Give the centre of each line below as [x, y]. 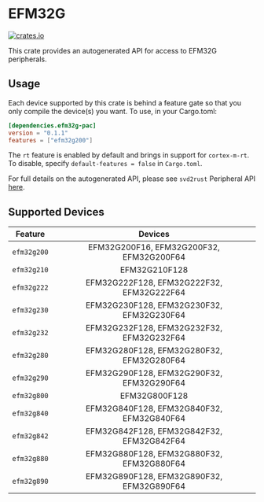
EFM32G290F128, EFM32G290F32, [154, 373]
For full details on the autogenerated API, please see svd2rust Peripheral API [132, 179]
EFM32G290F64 [154, 383]
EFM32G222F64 [154, 293]
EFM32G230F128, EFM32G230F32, [154, 305]
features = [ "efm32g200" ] [50, 140]
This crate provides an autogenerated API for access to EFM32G [113, 50]
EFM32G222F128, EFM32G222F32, [154, 282]
